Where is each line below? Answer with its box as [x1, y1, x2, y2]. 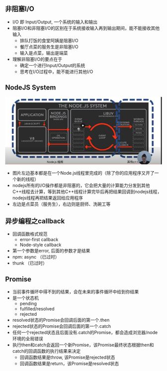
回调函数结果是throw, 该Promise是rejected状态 [19, 355, 115, 361]
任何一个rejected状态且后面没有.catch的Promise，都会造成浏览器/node [12, 330, 158, 336]
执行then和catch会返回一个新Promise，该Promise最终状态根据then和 [12, 342, 154, 348]
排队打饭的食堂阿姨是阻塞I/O [19, 37, 79, 43]
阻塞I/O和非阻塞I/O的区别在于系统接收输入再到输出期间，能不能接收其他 [12, 25, 160, 31]
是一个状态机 [12, 295, 39, 301]
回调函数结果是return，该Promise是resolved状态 [19, 361, 119, 367]
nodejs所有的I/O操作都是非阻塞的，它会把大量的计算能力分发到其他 [12, 182, 150, 188]
